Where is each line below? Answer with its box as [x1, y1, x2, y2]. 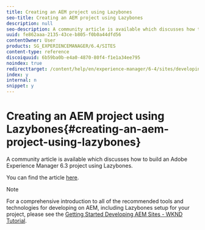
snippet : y [6, 83, 34, 89]
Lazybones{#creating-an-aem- [6, 122, 169, 136]
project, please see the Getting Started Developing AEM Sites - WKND [6, 210, 183, 218]
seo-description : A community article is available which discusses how [6, 26, 195, 32]
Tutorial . [6, 217, 27, 224]
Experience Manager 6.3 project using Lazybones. [6, 161, 133, 169]
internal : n [6, 77, 37, 83]
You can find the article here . [6, 174, 79, 181]
